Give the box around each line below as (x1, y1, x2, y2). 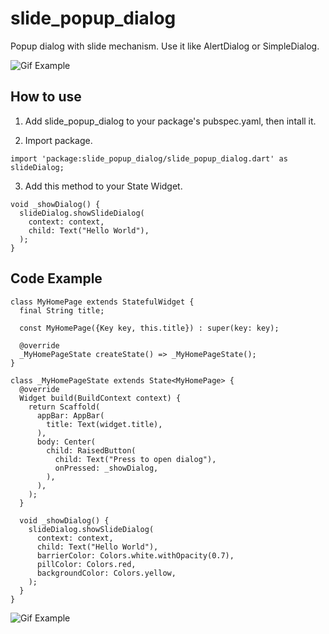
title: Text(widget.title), (46, 419, 163, 429)
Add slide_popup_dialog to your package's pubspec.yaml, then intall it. (24, 115, 317, 127)
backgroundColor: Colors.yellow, (36, 568, 177, 578)
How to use (10, 88, 82, 106)
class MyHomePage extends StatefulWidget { (10, 297, 195, 307)
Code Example (10, 270, 103, 287)
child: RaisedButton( (46, 445, 137, 456)
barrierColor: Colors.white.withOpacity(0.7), (36, 550, 235, 561)
